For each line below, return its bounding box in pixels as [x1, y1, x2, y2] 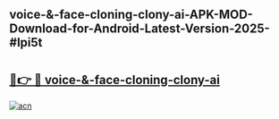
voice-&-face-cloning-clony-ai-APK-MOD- [9, 7, 253, 22]
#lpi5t [9, 35, 43, 50]
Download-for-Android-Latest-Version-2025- [9, 21, 270, 37]
